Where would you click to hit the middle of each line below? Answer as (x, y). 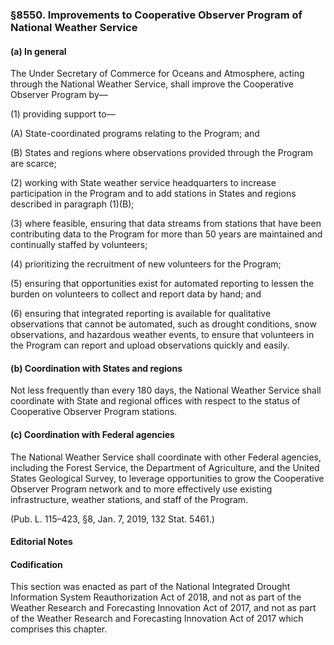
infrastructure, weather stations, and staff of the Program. (129, 499)
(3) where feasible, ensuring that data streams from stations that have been (166, 224)
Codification (36, 564)
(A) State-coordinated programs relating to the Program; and (135, 134)
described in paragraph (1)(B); (72, 204)
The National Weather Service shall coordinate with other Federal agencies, (166, 457)
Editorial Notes (41, 542)
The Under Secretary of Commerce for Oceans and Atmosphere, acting (157, 74)
